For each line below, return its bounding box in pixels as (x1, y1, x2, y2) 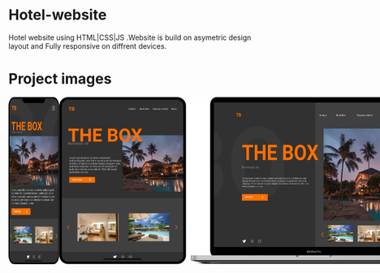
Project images (8, 70, 112, 89)
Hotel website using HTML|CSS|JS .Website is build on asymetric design (8, 32, 252, 42)
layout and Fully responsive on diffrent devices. (8, 41, 167, 50)
